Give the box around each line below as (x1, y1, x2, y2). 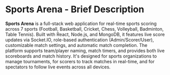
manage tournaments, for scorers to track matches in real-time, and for (5, 58, 155, 64)
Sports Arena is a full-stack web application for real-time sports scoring (5, 20, 157, 27)
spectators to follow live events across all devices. (5, 64, 111, 70)
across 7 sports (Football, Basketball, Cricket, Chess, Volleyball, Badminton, (5, 26, 164, 32)
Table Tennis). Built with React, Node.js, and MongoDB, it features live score (5, 31, 165, 37)
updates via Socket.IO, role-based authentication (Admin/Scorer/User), (5, 37, 154, 43)
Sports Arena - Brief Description (5, 4, 145, 15)
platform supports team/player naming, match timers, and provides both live (5, 47, 165, 54)
